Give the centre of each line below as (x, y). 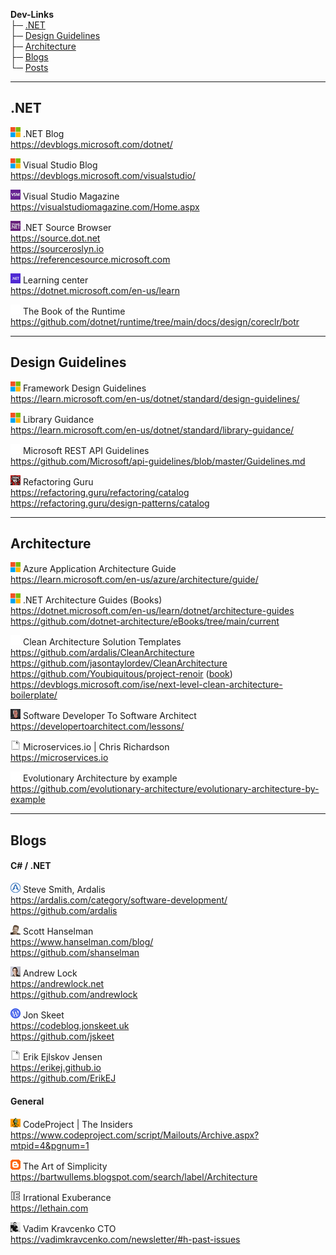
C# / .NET (31, 866)
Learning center (55, 280)
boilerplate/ (34, 695)
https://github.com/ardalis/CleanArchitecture (102, 653)
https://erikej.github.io (56, 1068)
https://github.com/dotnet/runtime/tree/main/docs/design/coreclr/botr (155, 321)
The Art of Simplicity (65, 1166)
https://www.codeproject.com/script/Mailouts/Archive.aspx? (135, 1135)
